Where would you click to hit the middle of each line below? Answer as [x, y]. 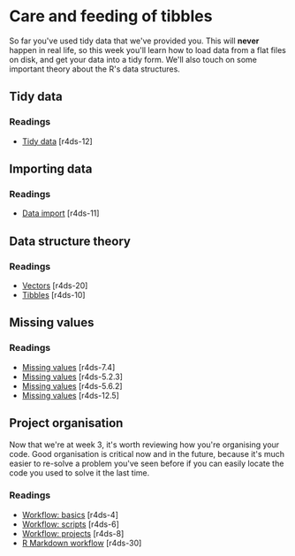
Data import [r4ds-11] [61, 213]
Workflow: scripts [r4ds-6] [70, 524]
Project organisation [66, 423]
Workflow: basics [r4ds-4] [70, 514]
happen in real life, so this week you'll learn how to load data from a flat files [148, 50]
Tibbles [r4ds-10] [53, 295]
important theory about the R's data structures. [95, 69]
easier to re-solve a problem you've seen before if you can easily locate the [147, 463]
